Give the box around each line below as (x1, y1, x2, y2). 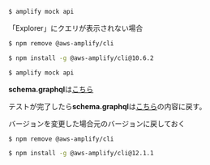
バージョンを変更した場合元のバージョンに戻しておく (8, 118, 186, 129)
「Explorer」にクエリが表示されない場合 (8, 23, 144, 32)
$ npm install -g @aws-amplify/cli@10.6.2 (8, 53, 154, 62)
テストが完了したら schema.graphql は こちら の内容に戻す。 (8, 101, 207, 111)
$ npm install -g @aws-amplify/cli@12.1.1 (8, 150, 154, 158)
